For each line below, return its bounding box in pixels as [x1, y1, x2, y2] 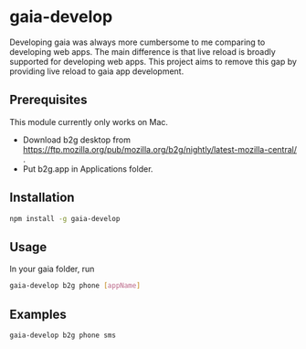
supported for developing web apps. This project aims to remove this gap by [9, 56, 297, 67]
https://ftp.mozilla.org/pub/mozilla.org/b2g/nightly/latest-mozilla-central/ [22, 143, 297, 154]
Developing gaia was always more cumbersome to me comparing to [9, 37, 266, 48]
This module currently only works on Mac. [9, 116, 169, 127]
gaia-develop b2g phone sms [9, 331, 117, 340]
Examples [9, 306, 67, 322]
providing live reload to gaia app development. [9, 66, 185, 77]
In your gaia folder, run [9, 263, 95, 275]
